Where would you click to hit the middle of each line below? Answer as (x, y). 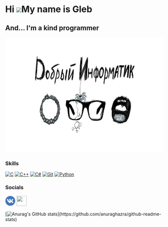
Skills (12, 163)
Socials (14, 188)
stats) (11, 219)
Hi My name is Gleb (49, 9)
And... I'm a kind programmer (52, 28)
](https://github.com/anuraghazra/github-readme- (109, 214)
